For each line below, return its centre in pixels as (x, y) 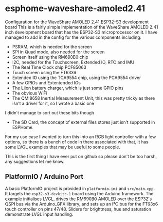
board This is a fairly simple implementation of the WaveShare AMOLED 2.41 (81, 27)
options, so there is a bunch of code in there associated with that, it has (77, 142)
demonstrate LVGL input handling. (39, 214)
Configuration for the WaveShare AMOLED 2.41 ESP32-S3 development (77, 22)
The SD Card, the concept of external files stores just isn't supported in (83, 122)
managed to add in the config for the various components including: (73, 37)
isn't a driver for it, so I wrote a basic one (53, 103)
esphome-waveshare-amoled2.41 (75, 8)
